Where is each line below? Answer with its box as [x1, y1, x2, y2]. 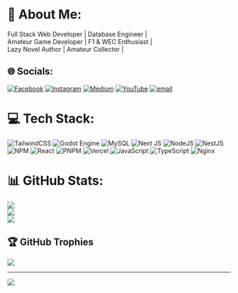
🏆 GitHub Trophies [7, 236, 94, 248]
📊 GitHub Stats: [7, 172, 104, 189]
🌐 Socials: [7, 65, 54, 77]
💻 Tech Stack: [7, 110, 95, 126]
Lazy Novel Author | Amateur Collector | [7, 45, 124, 53]
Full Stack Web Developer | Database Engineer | [7, 30, 147, 38]
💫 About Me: [7, 6, 82, 23]
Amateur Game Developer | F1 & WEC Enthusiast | [7, 37, 152, 45]
